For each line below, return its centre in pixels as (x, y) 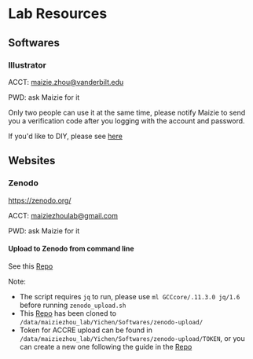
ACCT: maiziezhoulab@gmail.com (63, 215)
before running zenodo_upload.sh (73, 305)
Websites (32, 161)
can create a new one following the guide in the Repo (106, 346)
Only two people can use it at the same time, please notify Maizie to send (127, 112)
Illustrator (27, 65)
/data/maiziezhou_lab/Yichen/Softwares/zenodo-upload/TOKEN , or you (132, 338)
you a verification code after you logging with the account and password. (126, 121)
